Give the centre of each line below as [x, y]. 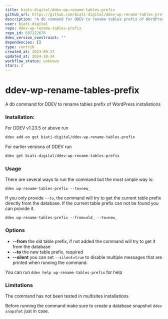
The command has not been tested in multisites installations [67, 296]
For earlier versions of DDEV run [38, 147]
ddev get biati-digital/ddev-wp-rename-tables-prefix [62, 156]
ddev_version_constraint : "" [35, 38]
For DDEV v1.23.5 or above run [37, 128]
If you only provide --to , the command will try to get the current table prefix [83, 198]
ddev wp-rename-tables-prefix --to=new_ [48, 189]
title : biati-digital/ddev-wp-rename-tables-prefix [60, 10]
